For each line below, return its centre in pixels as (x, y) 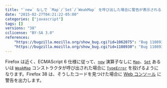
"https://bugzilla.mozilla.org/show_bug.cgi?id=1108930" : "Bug (81, 47)
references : (17, 38)
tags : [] (14, 24)
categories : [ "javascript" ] (34, 19)
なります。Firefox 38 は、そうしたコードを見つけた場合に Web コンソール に (83, 74)
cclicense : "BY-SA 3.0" (30, 33)
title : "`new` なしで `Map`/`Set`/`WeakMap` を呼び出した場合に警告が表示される (83, 10)
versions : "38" (21, 28)
